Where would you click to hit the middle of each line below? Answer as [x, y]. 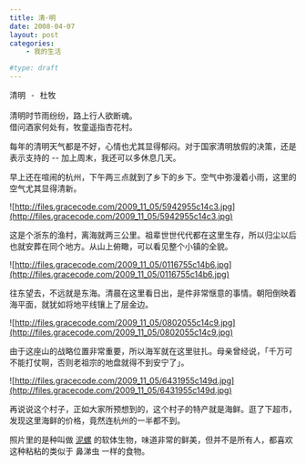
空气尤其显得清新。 [46, 188]
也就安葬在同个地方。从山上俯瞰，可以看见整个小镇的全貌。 [121, 246]
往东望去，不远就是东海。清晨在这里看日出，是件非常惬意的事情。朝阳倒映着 [153, 293]
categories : [32, 43]
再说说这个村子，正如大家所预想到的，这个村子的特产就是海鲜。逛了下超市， [153, 409]
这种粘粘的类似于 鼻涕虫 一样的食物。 [80, 451]
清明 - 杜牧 [33, 95]
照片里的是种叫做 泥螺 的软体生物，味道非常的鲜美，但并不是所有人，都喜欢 [151, 440]
